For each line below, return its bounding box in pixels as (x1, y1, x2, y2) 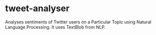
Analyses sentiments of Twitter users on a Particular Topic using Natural (5, 19, 152, 25)
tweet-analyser (5, 3, 70, 14)
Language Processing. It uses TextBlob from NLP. (5, 24, 106, 30)
